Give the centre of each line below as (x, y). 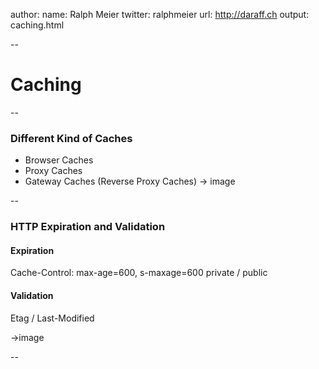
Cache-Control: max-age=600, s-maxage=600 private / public (139, 273)
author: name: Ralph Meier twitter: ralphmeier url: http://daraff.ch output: (160, 14)
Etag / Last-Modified (52, 318)
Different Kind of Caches (71, 138)
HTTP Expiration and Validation (88, 227)
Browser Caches (59, 160)
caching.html (37, 25)
